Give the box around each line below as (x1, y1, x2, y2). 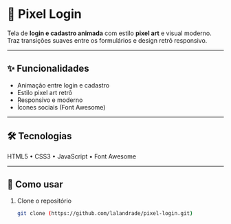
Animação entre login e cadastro (16, 81, 110, 89)
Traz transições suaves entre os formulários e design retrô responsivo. (7, 36, 208, 44)
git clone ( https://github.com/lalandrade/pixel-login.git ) (16, 210, 193, 217)
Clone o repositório (16, 196, 72, 205)
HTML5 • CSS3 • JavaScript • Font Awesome (7, 152, 136, 161)
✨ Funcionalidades (7, 63, 89, 74)
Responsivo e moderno (16, 96, 83, 104)
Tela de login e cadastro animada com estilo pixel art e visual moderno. (7, 29, 212, 37)
